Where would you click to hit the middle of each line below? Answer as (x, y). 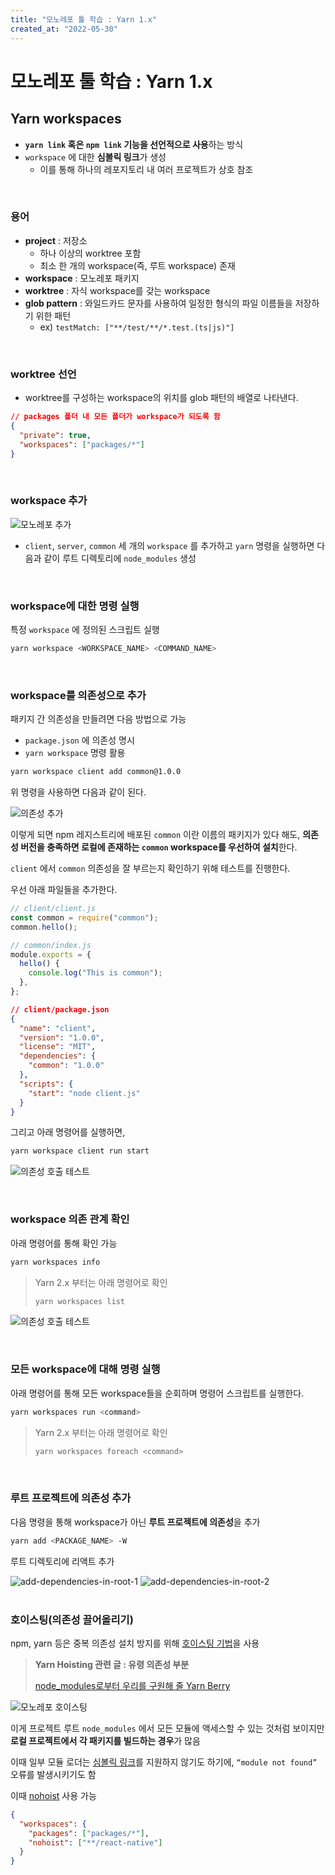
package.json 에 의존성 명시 (79, 740)
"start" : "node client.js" (84, 1093)
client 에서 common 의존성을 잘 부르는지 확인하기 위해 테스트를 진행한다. (150, 868)
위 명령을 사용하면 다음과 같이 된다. (78, 792)
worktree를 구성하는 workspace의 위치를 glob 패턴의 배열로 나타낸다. (161, 398)
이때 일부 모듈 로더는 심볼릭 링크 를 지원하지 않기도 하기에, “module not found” (164, 1762)
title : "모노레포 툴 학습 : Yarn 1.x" (84, 19)
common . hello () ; (44, 927)
